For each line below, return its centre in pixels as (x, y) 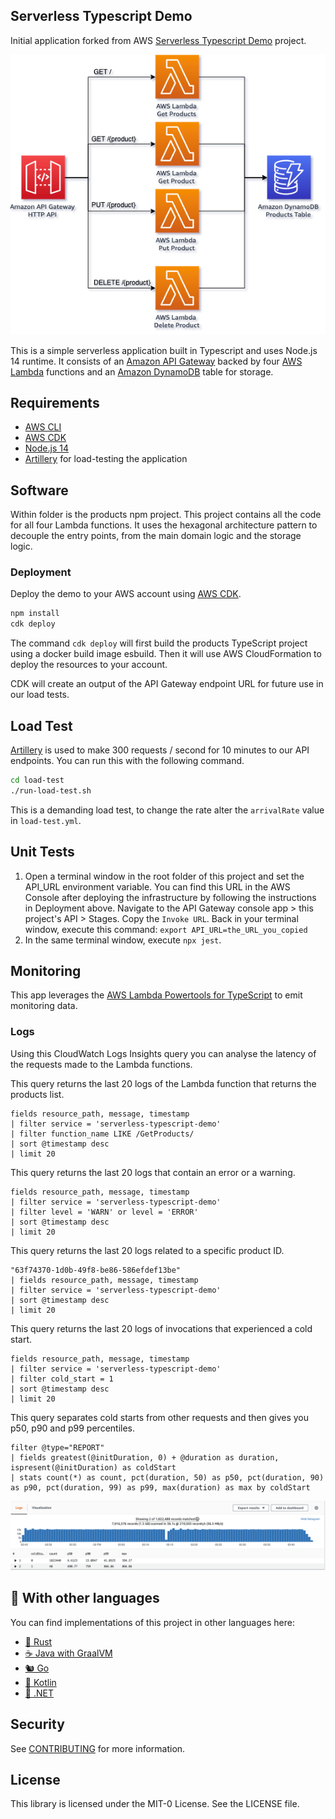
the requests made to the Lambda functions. (101, 1064)
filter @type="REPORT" (57, 1447)
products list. (37, 1094)
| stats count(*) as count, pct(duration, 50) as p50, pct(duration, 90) (167, 1477)
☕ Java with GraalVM (68, 1653)
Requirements (55, 402)
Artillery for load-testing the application (106, 459)
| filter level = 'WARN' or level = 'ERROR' (104, 1212)
